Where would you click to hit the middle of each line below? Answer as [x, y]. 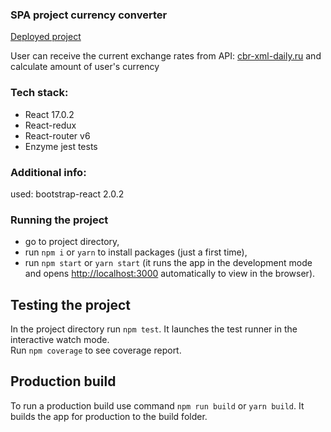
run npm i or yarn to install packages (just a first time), [136, 252]
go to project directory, [72, 242]
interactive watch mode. [60, 339]
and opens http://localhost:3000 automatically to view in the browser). [170, 274]
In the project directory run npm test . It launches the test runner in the [154, 329]
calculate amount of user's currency [85, 67]
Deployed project [46, 37]
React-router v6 [57, 135]
